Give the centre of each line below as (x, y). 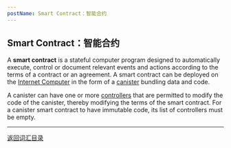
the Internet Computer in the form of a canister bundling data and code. (109, 82)
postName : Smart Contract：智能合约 (57, 13)
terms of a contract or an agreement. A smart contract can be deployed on (113, 75)
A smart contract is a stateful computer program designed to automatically (114, 60)
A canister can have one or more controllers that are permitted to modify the (115, 95)
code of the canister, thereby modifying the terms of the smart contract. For (114, 103)
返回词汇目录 (25, 138)
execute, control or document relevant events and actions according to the (113, 67)
